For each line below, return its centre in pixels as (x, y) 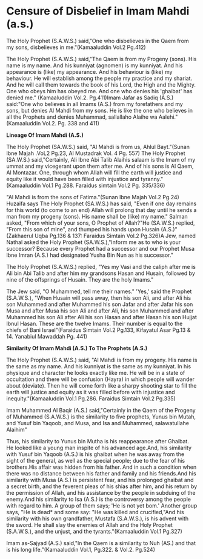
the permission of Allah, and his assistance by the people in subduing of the (101, 492)
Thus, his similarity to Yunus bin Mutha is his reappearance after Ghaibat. (98, 441)
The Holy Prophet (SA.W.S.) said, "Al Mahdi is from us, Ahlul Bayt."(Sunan (98, 147)
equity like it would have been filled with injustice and (73, 179)
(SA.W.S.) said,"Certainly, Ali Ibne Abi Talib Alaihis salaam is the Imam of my (101, 159)
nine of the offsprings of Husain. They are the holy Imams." (80, 279)
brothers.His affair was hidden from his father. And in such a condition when (101, 467)
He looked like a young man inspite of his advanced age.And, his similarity (99, 448)
